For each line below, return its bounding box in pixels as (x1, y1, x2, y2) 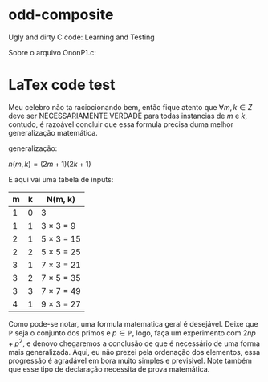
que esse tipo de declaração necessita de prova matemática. (8, 364, 210, 374)
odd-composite (8, 6, 114, 24)
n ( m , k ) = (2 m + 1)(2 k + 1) (8, 159, 91, 169)
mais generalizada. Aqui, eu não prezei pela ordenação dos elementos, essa (8, 347, 261, 356)
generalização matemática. (8, 128, 98, 137)
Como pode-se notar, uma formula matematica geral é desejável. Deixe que (8, 319, 258, 328)
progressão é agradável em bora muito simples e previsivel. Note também (8, 356, 253, 365)
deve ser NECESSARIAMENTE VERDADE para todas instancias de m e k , (8, 111, 247, 120)
